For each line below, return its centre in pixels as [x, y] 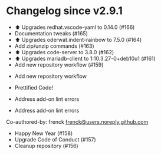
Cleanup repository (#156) [46, 146]
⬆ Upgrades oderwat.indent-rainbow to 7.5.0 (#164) [78, 39]
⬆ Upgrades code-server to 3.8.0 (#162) [64, 52]
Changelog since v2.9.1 [64, 11]
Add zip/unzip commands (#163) [54, 46]
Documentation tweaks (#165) [51, 33]
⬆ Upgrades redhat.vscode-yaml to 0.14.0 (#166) [75, 27]
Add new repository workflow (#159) [59, 65]
